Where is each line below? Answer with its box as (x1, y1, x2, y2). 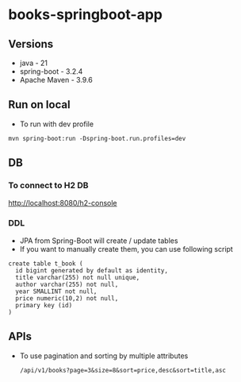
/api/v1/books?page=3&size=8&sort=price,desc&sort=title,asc (19, 366, 227, 374)
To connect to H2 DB (8, 180, 89, 191)
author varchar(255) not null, (15, 280, 119, 288)
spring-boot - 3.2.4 (19, 67, 83, 76)
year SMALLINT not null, (15, 287, 98, 295)
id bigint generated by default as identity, (15, 266, 169, 275)
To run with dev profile (19, 119, 94, 129)
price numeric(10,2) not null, (15, 294, 119, 303)
